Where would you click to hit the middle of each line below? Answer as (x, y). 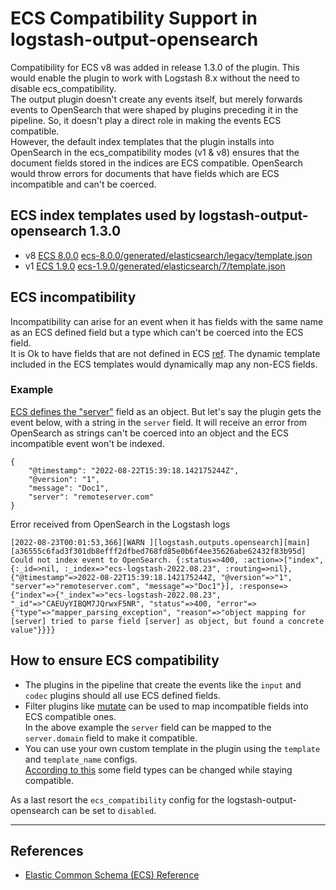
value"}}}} (33, 630)
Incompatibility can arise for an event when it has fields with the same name (167, 321)
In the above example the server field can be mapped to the (148, 727)
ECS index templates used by (103, 215)
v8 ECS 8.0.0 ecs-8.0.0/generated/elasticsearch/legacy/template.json (168, 255)
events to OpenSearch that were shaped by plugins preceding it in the (154, 109)
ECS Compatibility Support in (134, 18)
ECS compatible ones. (70, 716)
